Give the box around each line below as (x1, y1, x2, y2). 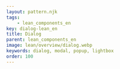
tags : (6, 14, 20, 20)
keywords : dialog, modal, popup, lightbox (6, 48, 114, 54)
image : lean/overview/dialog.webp (6, 43, 93, 49)
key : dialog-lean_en (6, 25, 58, 32)
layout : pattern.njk (6, 8, 58, 15)
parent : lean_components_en (6, 37, 77, 43)
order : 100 (6, 53, 34, 59)
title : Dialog (6, 31, 42, 37)
